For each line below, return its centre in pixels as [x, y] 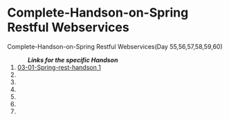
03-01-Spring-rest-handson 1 [59, 67]
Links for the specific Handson [73, 59]
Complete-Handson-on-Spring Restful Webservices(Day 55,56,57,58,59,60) [115, 46]
